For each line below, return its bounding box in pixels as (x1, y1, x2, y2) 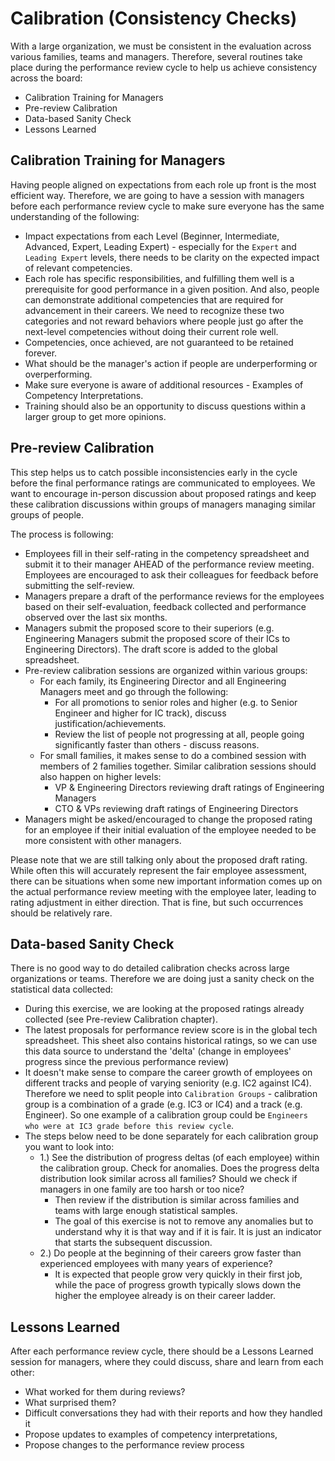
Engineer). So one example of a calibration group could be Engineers (24, 1109, 309, 1121)
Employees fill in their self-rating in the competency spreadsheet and (24, 547, 310, 559)
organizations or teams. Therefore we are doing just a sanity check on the (10, 973, 315, 985)
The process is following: (10, 528, 114, 540)
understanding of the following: (10, 210, 140, 222)
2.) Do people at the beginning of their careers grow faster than (39, 1247, 302, 1259)
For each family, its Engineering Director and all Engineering (39, 675, 287, 687)
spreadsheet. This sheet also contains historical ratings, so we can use (24, 1035, 318, 1047)
